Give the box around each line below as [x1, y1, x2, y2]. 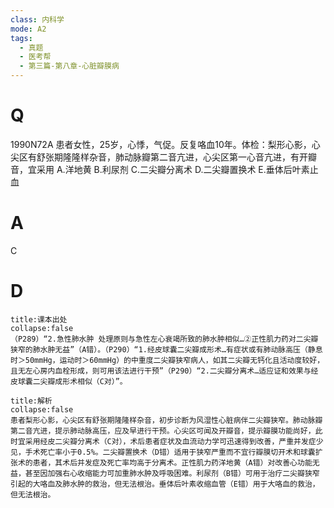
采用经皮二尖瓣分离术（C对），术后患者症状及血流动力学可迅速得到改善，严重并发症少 [24, 436, 324, 446]
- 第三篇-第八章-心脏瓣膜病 [19, 61, 120, 71]
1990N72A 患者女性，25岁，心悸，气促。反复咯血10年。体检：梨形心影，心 [10, 138, 321, 150]
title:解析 [10, 396, 53, 406]
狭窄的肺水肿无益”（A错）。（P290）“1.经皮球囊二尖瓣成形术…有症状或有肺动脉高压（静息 [10, 344, 323, 355]
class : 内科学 [10, 14, 65, 25]
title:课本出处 [10, 314, 68, 325]
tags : [10, 33, 33, 43]
